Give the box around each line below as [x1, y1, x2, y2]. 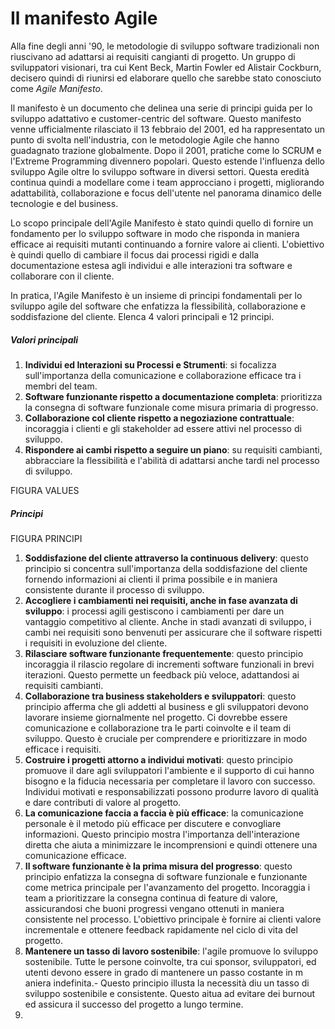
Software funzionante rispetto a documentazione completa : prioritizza [24, 390, 323, 402]
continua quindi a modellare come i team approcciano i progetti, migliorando [10, 176, 325, 188]
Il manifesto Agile [10, 7, 158, 30]
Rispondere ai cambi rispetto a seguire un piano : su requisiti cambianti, [24, 443, 323, 456]
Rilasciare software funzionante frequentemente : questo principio [24, 647, 304, 659]
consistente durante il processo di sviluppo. [24, 583, 205, 596]
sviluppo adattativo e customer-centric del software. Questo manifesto [10, 112, 302, 124]
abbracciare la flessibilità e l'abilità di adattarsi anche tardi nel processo [24, 454, 320, 466]
